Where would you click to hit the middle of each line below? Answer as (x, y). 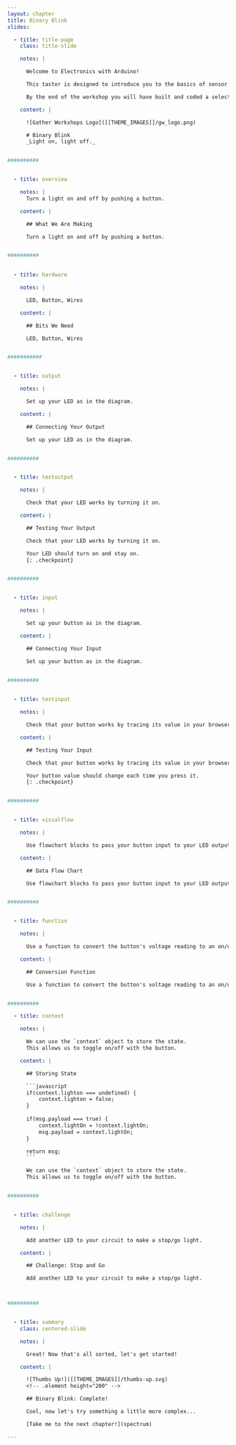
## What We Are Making (59, 224)
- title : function (41, 921)
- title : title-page (44, 39)
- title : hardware (41, 275)
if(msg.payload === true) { (67, 1119)
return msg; (43, 1151)
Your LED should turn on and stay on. (83, 553)
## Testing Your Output (61, 528)
